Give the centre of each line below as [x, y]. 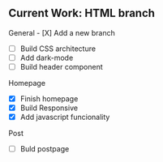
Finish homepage [49, 99]
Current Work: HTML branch [82, 13]
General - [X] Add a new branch [62, 32]
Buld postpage [45, 149]
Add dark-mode [47, 58]
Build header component [61, 66]
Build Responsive [49, 108]
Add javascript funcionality [65, 117]
